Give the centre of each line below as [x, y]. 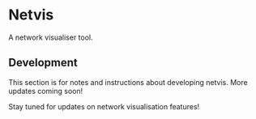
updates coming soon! [46, 91]
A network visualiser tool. [51, 37]
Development [43, 63]
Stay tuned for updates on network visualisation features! [104, 106]
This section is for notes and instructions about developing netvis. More [128, 82]
